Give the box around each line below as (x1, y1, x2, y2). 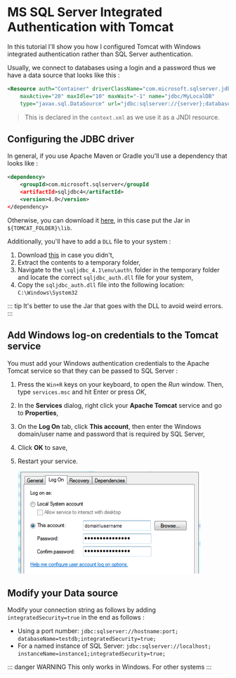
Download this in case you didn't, (17, 251, 114, 259)
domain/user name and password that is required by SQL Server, (17, 430, 205, 438)
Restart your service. (17, 457, 79, 465)
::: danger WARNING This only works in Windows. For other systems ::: (7, 663, 212, 671)
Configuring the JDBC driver (7, 133, 135, 145)
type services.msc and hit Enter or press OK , (17, 387, 147, 396)
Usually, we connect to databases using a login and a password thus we (7, 63, 216, 72)
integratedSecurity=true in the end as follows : (7, 613, 145, 622)
